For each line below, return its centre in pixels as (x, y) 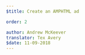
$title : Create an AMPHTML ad (43, 11)
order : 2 (17, 22)
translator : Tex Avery (33, 38)
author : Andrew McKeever (36, 32)
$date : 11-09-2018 (28, 43)
